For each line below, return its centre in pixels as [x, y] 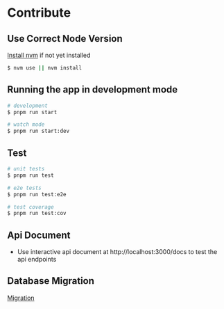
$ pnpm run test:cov [37, 214]
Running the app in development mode [93, 89]
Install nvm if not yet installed [49, 55]
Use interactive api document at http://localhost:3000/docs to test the [117, 252]
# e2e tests [24, 188]
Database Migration [51, 281]
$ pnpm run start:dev [38, 131]
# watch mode [26, 125]
